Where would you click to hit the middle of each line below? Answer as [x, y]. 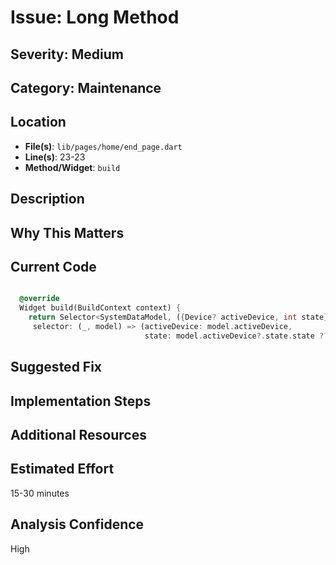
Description [47, 199]
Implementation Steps [81, 401]
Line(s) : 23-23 [55, 157]
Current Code [53, 266]
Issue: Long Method [95, 17]
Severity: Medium [67, 54]
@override [39, 299]
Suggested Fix [56, 367]
